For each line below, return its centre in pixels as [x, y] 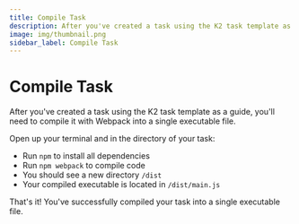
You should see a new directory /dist [92, 175]
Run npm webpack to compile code [84, 166]
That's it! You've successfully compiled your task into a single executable [145, 202]
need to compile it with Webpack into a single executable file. [123, 121]
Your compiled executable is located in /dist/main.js [121, 185]
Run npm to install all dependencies [86, 156]
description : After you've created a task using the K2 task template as [150, 26]
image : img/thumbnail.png [57, 34]
